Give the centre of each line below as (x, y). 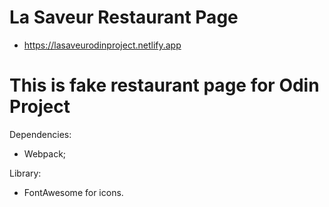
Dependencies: (40, 134)
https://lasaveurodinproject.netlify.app (102, 45)
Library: (25, 173)
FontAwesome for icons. (73, 192)
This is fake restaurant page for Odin (164, 85)
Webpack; (45, 153)
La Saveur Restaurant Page (124, 17)
